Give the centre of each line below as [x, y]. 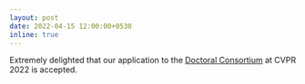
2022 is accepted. [43, 70]
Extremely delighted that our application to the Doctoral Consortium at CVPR [153, 61]
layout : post [34, 18]
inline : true [34, 34]
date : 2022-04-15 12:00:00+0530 [71, 26]
